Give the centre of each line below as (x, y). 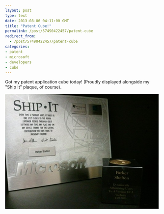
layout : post (18, 10)
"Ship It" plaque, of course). (33, 87)
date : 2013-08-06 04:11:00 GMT (37, 21)
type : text (16, 15)
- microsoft (17, 57)
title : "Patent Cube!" (28, 26)
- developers (18, 62)
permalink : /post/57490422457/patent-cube (49, 31)
